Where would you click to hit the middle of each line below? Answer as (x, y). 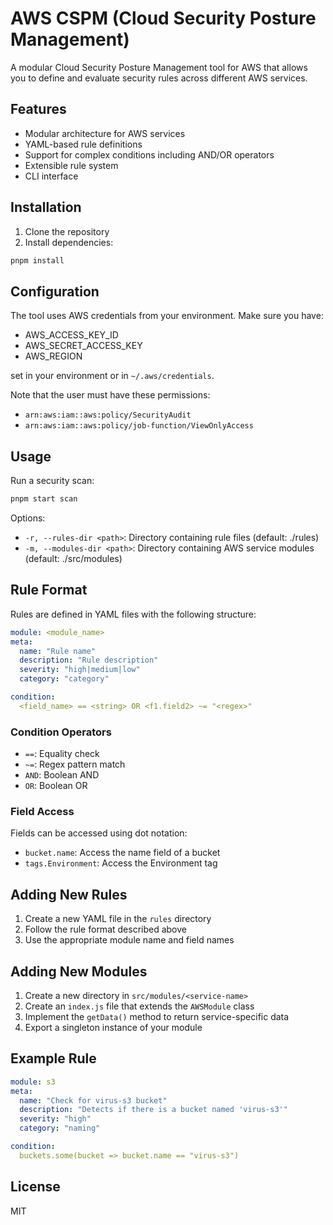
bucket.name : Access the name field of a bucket (122, 853)
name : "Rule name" (58, 651)
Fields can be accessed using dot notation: (99, 833)
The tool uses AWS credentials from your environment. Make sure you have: (167, 316)
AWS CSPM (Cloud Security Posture (163, 18)
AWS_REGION (53, 356)
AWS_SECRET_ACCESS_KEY (83, 346)
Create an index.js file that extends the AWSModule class (139, 1006)
